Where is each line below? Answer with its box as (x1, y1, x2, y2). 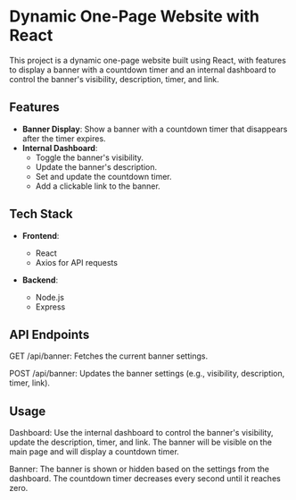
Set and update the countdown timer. (35, 171, 172, 182)
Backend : (21, 275, 59, 285)
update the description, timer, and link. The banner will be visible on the (9, 436, 272, 448)
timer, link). (9, 377, 51, 388)
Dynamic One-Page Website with (9, 6, 260, 27)
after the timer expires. (21, 132, 106, 144)
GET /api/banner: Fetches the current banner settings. (9, 351, 208, 361)
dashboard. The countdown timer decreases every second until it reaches (9, 473, 281, 484)
